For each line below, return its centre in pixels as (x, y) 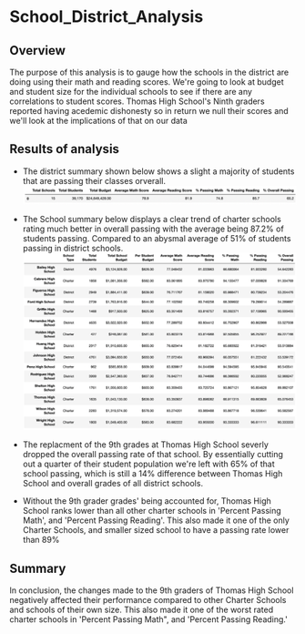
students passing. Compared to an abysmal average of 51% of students (157, 238)
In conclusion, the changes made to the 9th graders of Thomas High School (152, 590)
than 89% (41, 540)
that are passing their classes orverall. (94, 180)
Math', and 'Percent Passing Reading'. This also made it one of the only (156, 520)
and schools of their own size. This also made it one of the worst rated (142, 610)
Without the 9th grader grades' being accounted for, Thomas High (147, 501)
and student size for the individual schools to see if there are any (131, 92)
